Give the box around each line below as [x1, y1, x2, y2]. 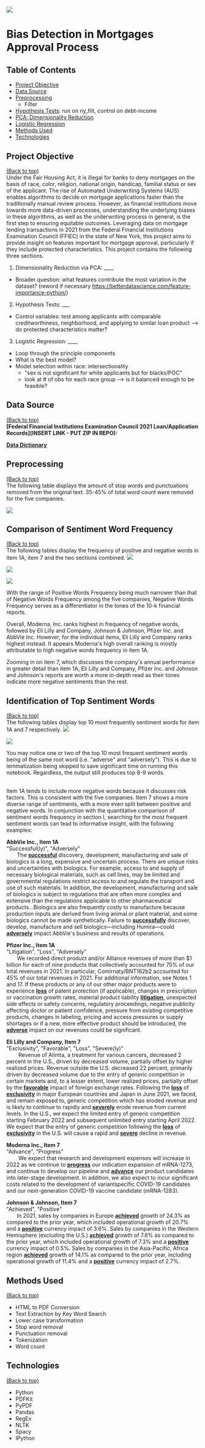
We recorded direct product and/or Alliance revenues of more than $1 [17, 954, 192, 962]
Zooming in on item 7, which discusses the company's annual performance [6, 659, 195, 666]
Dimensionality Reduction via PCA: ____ [15, 264, 114, 271]
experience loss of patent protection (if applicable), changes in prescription [6, 987, 197, 994]
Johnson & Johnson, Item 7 [6, 1199, 77, 1206]
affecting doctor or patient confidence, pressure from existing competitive [6, 1007, 193, 1014]
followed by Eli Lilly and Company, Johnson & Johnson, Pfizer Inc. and [6, 627, 184, 635]
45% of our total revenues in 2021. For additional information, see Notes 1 [6, 974, 192, 981]
